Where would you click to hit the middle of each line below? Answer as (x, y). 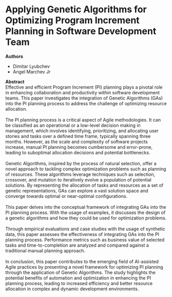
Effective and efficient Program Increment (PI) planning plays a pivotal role (84, 87)
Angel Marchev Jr (32, 72)
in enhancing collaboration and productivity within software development (83, 92)
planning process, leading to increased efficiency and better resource (79, 283)
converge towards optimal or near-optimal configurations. (66, 196)
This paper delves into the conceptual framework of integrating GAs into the (86, 207)
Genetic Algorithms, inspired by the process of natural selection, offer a (81, 163)
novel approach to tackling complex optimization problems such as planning (86, 169)
